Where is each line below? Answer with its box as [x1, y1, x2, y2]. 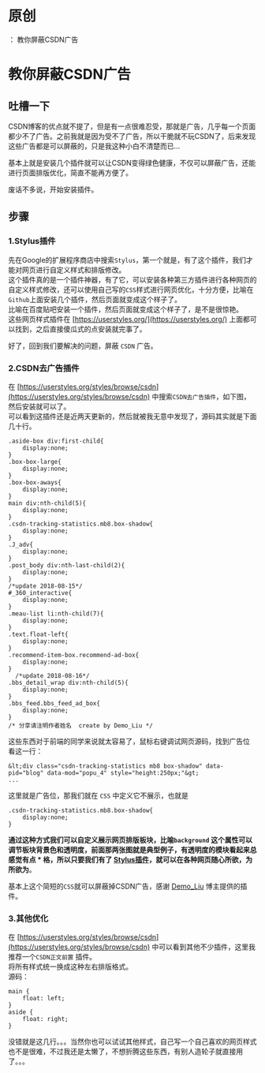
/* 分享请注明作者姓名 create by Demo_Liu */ [8, 721, 154, 730]
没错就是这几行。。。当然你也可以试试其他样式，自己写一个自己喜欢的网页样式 [8, 1037, 257, 1046]
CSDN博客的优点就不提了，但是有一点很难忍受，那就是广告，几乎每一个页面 [8, 122, 256, 131]
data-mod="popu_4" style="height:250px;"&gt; [47, 768, 200, 777]
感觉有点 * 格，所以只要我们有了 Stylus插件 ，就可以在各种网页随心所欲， [8, 854, 246, 864]
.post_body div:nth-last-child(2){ [8, 561, 125, 569]
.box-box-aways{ [8, 478, 62, 486]
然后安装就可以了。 [8, 402, 71, 411]
